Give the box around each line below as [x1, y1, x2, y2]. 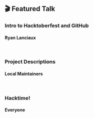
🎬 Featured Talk [4, 5, 55, 13]
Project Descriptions [4, 58, 56, 65]
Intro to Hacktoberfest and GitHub [4, 22, 89, 29]
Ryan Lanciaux [4, 35, 36, 41]
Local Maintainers [4, 71, 43, 77]
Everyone [4, 107, 25, 113]
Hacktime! [4, 94, 30, 101]
